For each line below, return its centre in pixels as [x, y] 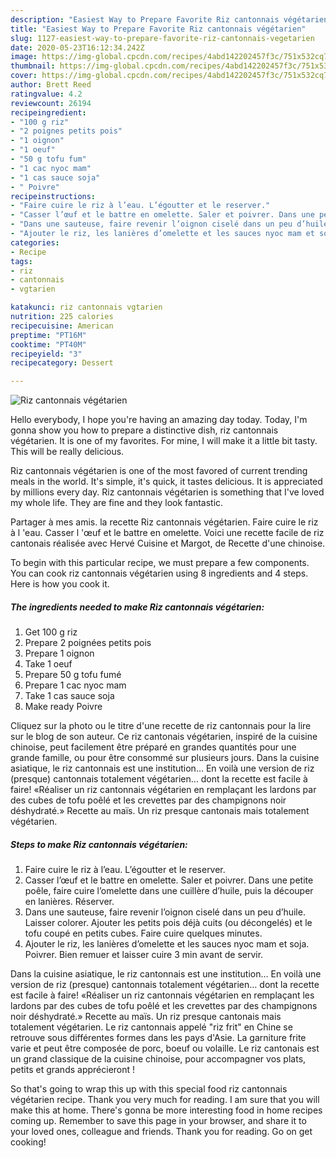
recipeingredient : [48, 112]
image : [24, 57]
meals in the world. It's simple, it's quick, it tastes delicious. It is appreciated [166, 482]
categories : [35, 242]
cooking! [28, 1142]
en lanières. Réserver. [69, 902]
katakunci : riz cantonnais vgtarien [86, 307]
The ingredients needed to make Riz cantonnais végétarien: [137, 607]
